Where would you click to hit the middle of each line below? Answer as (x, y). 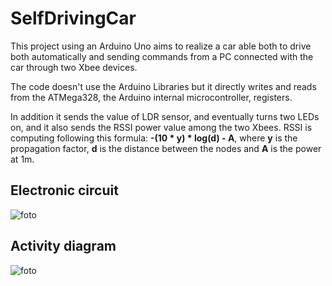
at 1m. (22, 159)
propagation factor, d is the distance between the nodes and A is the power (166, 148)
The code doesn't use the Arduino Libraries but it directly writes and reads (163, 86)
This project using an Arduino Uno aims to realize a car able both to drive (161, 46)
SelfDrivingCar (73, 18)
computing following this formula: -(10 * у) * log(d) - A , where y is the (154, 138)
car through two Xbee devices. (74, 67)
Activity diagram (63, 246)
